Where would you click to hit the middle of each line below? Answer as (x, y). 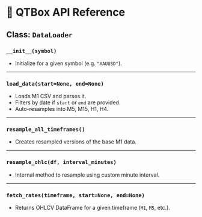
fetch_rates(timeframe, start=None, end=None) (76, 195)
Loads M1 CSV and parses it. (50, 96)
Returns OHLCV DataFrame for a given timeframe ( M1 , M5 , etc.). (92, 208)
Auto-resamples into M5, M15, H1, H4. (62, 109)
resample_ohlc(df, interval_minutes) (62, 162)
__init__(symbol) (32, 51)
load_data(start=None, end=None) (55, 83)
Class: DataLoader (40, 35)
